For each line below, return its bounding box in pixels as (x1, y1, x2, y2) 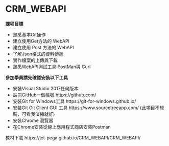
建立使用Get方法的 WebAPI (12, 38, 70, 44)
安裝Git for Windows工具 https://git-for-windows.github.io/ (12, 98, 136, 104)
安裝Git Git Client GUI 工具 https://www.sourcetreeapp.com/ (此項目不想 (12, 105, 164, 111)
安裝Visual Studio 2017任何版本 (12, 85, 79, 91)
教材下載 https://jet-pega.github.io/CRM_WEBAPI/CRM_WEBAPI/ (5, 134, 141, 141)
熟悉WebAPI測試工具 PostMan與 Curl (12, 64, 91, 70)
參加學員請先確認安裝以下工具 (5, 74, 68, 80)
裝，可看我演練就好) (12, 111, 55, 117)
